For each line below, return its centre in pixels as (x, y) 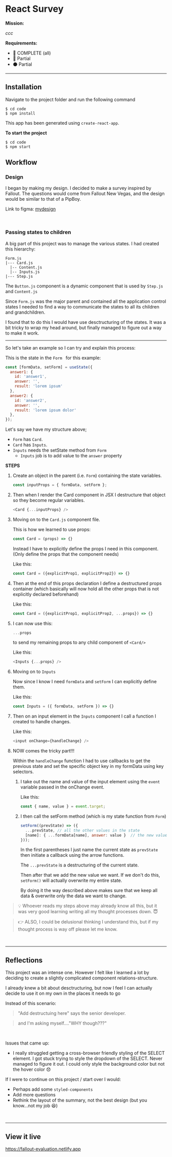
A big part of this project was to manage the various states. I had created (82, 243)
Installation (24, 87)
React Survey (35, 9)
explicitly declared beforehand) (46, 594)
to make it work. (22, 333)
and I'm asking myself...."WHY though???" (62, 1023)
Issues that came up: (27, 1043)
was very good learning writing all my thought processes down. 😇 (88, 912)
